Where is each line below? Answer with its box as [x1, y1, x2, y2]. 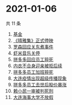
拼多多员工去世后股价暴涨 [13, 81, 67, 87]
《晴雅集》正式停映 [13, 37, 54, 43]
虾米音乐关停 [13, 50, 40, 56]
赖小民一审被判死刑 [13, 88, 54, 94]
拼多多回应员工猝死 [13, 56, 54, 62]
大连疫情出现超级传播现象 [13, 75, 67, 81]
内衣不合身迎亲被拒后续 [13, 63, 62, 69]
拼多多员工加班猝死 [13, 69, 54, 75]
